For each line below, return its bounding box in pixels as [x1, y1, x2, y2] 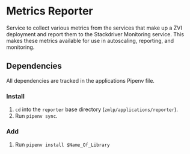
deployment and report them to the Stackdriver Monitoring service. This [6, 30, 185, 37]
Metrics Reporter [6, 4, 93, 18]
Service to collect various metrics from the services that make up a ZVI [6, 24, 182, 31]
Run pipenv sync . [14, 112, 58, 120]
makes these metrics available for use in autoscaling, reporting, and [6, 37, 174, 44]
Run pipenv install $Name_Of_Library [14, 141, 110, 149]
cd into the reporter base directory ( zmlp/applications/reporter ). [14, 106, 179, 113]
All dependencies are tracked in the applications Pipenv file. [6, 77, 155, 84]
